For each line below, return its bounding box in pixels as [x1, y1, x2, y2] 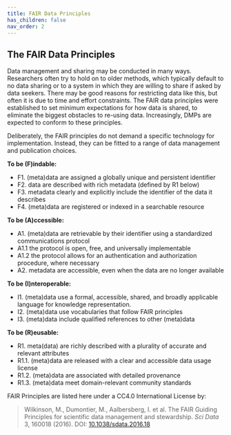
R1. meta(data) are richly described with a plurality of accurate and [17, 342, 207, 350]
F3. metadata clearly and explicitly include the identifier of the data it [17, 188, 212, 196]
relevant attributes [17, 349, 70, 358]
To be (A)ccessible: [7, 216, 64, 225]
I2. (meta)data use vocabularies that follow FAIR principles [17, 308, 183, 316]
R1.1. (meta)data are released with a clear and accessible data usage [17, 357, 212, 365]
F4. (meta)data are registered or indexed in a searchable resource [17, 203, 205, 211]
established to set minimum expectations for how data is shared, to [7, 104, 198, 112]
